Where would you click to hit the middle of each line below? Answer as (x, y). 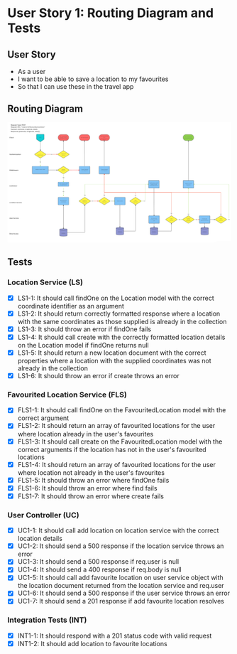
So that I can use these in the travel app (76, 86)
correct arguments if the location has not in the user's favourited (112, 449)
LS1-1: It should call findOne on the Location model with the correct (116, 298)
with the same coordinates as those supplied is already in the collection (122, 321)
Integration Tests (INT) (47, 620)
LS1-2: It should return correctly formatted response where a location (119, 313)
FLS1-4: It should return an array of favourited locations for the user (117, 464)
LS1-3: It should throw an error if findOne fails (84, 329)
